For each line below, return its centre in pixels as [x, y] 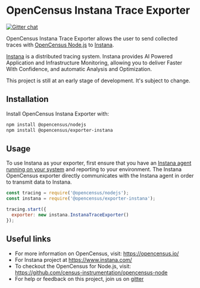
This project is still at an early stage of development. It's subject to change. [98, 80]
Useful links [29, 239]
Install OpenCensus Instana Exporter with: [58, 113]
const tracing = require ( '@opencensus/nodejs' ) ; [68, 193]
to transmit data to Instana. [39, 182]
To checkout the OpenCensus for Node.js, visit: [73, 266]
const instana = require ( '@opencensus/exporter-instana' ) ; [81, 199]
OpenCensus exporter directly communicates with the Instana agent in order [100, 176]
